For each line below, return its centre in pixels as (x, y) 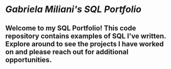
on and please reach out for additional (67, 52)
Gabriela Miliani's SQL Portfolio (74, 9)
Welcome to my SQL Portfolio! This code (71, 28)
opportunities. (29, 60)
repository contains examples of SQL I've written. (86, 36)
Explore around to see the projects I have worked (85, 44)
